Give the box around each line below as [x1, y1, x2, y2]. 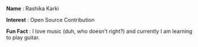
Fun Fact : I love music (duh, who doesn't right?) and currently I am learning [6, 28, 193, 35]
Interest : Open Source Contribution [6, 16, 95, 23]
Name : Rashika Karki [6, 5, 60, 12]
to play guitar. [6, 34, 40, 41]
